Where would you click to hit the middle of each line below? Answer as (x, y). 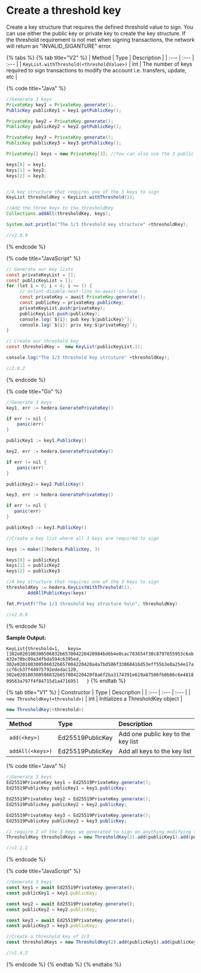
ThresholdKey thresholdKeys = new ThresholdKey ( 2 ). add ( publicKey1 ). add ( (99, 837)
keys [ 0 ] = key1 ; (26, 164)
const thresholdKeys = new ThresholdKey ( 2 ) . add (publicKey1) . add (88, 943)
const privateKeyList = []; (41, 275)
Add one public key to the (154, 734)
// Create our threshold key (42, 341)
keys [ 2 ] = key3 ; (26, 176)
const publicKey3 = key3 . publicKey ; (52, 926)
